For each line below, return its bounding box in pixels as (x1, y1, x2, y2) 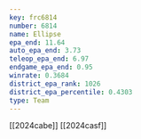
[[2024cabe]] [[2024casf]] (9, 120, 107, 131)
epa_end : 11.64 (9, 37, 66, 47)
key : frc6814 (9, 12, 58, 22)
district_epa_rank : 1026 (9, 79, 101, 88)
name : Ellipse (9, 29, 62, 38)
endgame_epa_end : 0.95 (9, 63, 93, 72)
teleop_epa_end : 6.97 (9, 54, 90, 63)
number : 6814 (9, 21, 58, 30)
